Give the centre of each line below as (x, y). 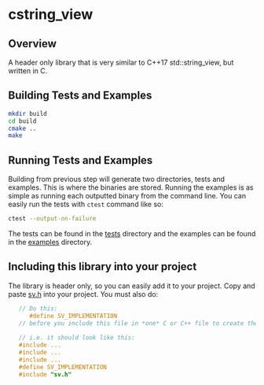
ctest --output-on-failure (52, 219)
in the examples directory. (50, 242)
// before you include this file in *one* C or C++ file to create (131, 323)
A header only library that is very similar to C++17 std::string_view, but (121, 62)
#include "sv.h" (45, 374)
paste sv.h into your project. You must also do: (83, 294)
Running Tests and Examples (81, 160)
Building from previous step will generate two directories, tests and (117, 180)
